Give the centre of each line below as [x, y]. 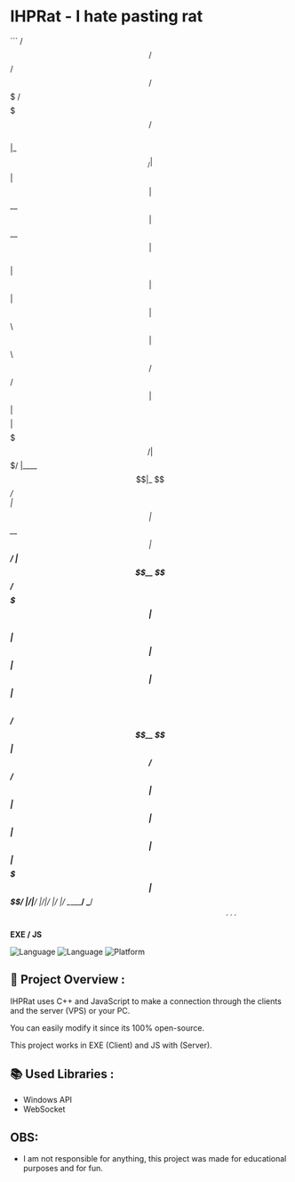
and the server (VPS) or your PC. [70, 1010]
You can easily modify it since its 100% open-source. [108, 1028]
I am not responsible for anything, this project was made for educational [155, 1159]
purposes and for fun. [63, 1169]
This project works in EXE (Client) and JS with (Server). [111, 1045]
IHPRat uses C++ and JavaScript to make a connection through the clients [146, 1001]
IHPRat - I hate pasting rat [107, 16]
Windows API [48, 1100]
